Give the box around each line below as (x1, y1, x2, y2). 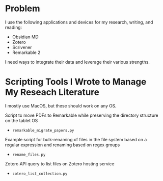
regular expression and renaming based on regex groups (5, 142, 120, 148)
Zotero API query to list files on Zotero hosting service (5, 160, 114, 167)
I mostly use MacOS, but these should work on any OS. (5, 103, 117, 108)
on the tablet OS (5, 117, 38, 123)
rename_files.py (12, 152, 46, 157)
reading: (5, 24, 22, 30)
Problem (5, 3, 40, 14)
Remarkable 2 (12, 50, 41, 55)
